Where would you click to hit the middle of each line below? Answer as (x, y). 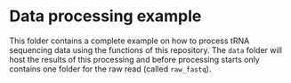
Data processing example (105, 16)
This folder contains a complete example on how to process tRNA (129, 41)
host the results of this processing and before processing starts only (134, 59)
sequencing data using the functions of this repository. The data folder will (146, 49)
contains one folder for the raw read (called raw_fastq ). (110, 69)
